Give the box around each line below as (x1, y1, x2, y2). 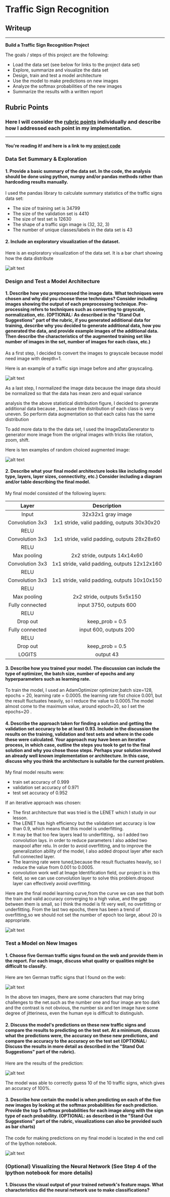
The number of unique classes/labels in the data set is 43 (12, 227, 133, 233)
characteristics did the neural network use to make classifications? (5, 1187, 150, 1193)
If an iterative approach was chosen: (5, 800, 81, 806)
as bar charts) (5, 1123, 35, 1130)
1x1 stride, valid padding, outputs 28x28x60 (54, 535, 160, 542)
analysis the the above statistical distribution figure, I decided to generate (5, 400, 158, 406)
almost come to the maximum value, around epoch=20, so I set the (5, 703, 145, 710)
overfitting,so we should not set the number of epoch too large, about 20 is (5, 912, 162, 918)
